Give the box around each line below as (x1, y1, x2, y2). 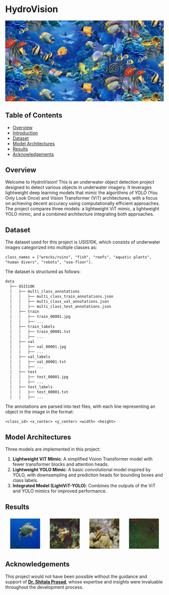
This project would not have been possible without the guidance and (5, 573, 147, 579)
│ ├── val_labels (10, 355, 51, 360)
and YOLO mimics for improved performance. (12, 488, 107, 494)
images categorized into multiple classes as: (5, 244, 97, 250)
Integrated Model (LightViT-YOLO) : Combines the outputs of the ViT (12, 483, 156, 489)
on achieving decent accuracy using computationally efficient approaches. (5, 200, 160, 207)
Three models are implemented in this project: (5, 446, 101, 452)
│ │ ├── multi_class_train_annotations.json (10, 294, 114, 299)
